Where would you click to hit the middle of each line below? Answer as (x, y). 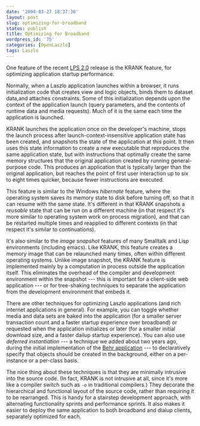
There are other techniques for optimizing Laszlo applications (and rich (93, 303)
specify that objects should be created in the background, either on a (91, 354)
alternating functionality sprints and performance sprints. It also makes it (96, 403)
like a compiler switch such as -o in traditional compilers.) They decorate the (100, 384)
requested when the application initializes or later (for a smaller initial (91, 329)
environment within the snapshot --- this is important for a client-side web (97, 279)
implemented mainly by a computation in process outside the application (96, 266)
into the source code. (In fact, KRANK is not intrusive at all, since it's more (97, 378)
